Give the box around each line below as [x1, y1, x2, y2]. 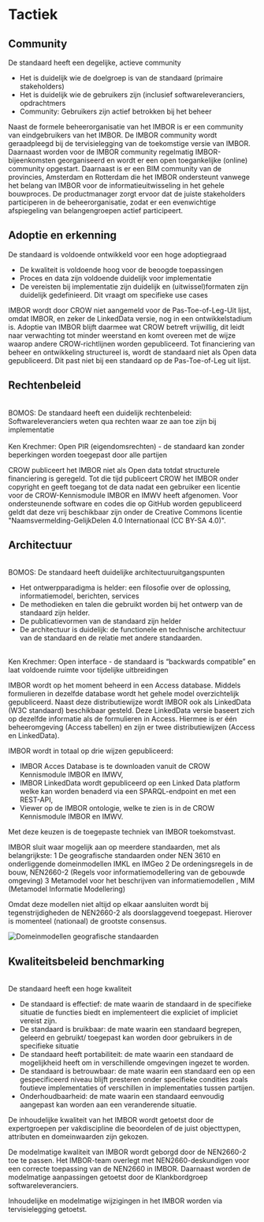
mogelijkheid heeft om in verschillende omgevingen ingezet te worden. [19, 1058, 250, 1067]
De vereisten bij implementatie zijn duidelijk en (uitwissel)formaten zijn [19, 282, 248, 291]
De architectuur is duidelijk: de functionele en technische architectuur [19, 625, 246, 635]
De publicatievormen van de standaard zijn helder [19, 617, 182, 626]
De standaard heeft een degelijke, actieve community [8, 58, 181, 67]
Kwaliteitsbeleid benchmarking [8, 954, 165, 968]
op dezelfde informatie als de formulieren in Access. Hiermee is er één [8, 714, 238, 724]
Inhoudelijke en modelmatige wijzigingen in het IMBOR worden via [8, 1196, 223, 1205]
